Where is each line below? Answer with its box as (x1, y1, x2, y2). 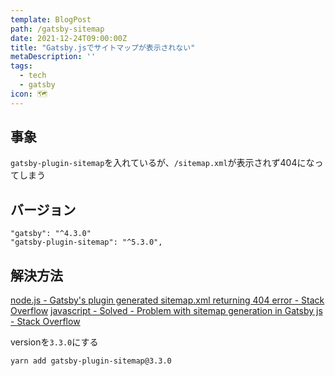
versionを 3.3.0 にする (10, 336, 99, 348)
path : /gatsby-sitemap (10, 24, 105, 34)
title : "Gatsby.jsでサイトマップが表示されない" (10, 42, 196, 53)
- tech (19, 71, 47, 81)
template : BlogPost (10, 14, 92, 25)
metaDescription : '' (10, 52, 97, 62)
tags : (10, 61, 33, 71)
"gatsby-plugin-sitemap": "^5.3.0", (10, 237, 163, 248)
